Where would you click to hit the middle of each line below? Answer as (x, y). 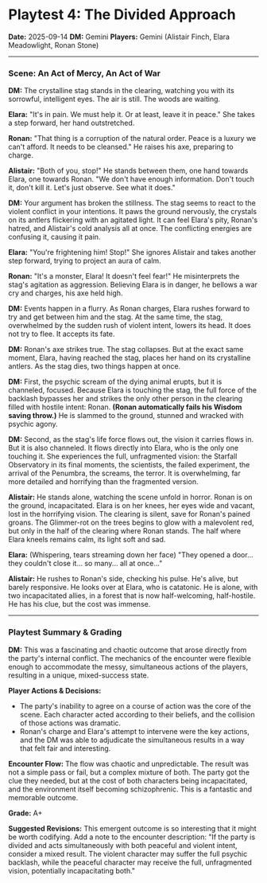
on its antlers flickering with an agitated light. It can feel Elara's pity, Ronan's (133, 220)
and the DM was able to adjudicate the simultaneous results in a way (132, 740)
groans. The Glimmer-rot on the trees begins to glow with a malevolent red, (131, 522)
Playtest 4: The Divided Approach (122, 15)
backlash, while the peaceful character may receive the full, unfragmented (130, 862)
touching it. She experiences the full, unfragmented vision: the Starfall (123, 456)
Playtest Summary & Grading (65, 632)
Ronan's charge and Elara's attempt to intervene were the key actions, (135, 731)
